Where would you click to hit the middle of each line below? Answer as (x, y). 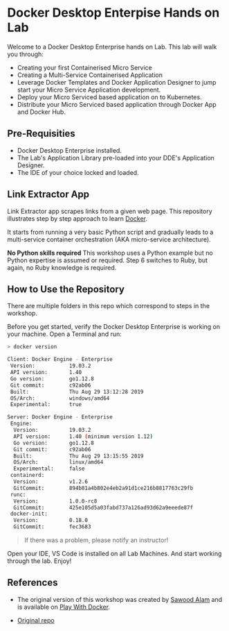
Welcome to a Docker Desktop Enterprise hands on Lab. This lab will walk (112, 47)
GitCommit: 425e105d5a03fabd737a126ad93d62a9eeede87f (103, 507)
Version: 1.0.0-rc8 (55, 501)
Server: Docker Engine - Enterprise (60, 417)
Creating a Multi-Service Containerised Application (90, 75)
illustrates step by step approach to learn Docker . (77, 218)
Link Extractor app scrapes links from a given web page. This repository (110, 211)
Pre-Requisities (42, 134)
